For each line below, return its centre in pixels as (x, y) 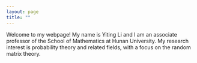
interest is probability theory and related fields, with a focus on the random (98, 47)
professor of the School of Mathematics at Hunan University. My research (98, 41)
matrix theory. (23, 53)
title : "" (19, 17)
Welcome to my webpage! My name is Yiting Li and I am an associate (92, 34)
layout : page (23, 12)
